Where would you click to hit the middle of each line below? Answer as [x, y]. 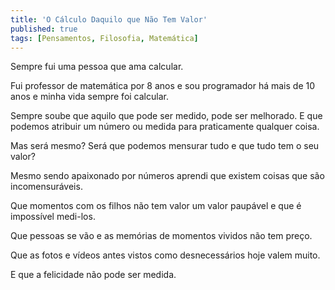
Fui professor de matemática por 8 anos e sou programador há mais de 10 [163, 86]
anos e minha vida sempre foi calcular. [89, 97]
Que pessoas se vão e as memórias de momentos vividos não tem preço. [161, 236]
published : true [44, 29]
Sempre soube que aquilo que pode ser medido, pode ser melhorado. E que [166, 116]
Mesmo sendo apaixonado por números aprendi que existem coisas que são [167, 176]
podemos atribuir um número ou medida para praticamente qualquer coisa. [165, 127]
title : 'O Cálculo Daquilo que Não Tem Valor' [109, 19]
